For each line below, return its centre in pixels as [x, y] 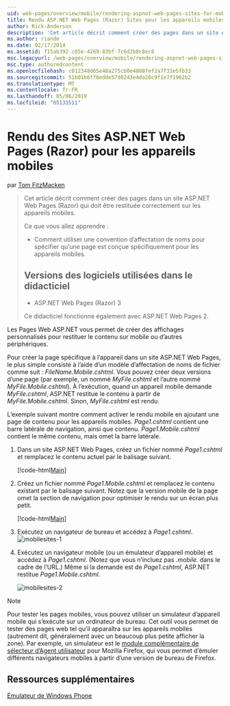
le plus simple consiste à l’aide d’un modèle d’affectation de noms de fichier [114, 364]
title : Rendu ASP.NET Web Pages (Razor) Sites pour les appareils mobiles [116, 20]
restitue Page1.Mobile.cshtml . [59, 574]
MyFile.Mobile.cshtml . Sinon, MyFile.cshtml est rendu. [83, 401]
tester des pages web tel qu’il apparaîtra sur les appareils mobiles [100, 628]
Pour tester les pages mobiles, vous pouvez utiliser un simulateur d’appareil [114, 614]
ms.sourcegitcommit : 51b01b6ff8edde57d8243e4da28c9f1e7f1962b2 [99, 77]
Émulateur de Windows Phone [50, 696]
